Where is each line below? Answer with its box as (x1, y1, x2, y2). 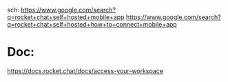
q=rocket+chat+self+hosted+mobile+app (7, 13, 125, 21)
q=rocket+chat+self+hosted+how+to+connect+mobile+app (7, 20, 177, 28)
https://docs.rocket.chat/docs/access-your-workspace (7, 66, 164, 74)
